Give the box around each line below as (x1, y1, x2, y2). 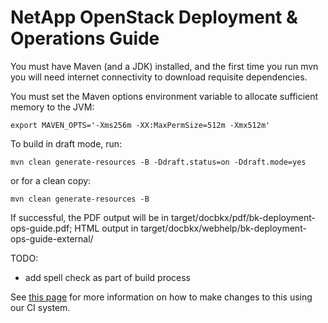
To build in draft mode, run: (10, 137, 123, 150)
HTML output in (74, 222, 139, 234)
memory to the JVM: (10, 101, 95, 113)
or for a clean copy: (10, 174, 92, 186)
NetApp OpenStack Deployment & (10, 6, 298, 29)
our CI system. (10, 301, 71, 313)
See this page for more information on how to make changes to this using (10, 291, 313, 303)
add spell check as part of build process (24, 271, 192, 283)
